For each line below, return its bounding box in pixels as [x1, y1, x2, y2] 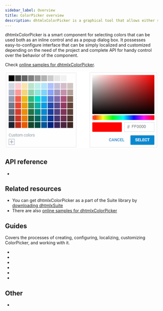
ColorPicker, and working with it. [5, 240, 70, 246]
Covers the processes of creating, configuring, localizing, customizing [5, 235, 146, 241]
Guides [5, 222, 28, 230]
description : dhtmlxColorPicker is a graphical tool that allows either [5, 18, 155, 23]
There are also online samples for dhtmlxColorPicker [12, 208, 117, 214]
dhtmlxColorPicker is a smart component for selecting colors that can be [5, 32, 150, 38]
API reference [5, 158, 48, 166]
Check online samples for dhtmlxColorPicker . [5, 62, 96, 68]
